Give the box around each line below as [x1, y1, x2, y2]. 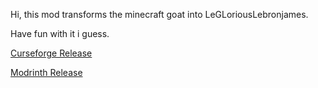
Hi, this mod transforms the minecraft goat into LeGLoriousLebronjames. [10, 9, 309, 20]
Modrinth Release [10, 67, 83, 78]
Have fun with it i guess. [10, 28, 110, 39]
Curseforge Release [10, 47, 93, 59]
